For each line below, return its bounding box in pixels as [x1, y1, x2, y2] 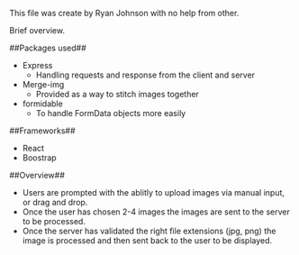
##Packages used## [9, 42, 87, 53]
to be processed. [22, 216, 86, 226]
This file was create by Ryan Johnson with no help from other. [9, 8, 240, 18]
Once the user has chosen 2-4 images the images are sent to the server [22, 206, 291, 217]
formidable [22, 98, 63, 109]
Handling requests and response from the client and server [35, 69, 255, 80]
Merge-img [22, 79, 65, 89]
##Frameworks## [9, 125, 76, 136]
